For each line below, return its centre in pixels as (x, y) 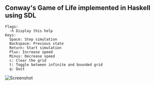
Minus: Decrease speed (32, 56)
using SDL (21, 16)
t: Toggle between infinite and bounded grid (56, 65)
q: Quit (17, 69)
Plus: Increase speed (31, 52)
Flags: (12, 27)
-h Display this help (31, 31)
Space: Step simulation (33, 39)
